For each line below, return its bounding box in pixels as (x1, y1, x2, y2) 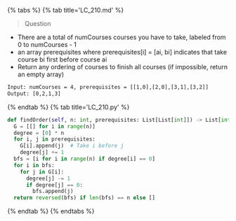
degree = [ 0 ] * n (13, 129, 65, 136)
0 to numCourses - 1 (17, 41, 77, 48)
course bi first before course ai (17, 55, 107, 64)
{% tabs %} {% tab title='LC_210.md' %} (7, 6, 124, 14)
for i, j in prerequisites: (13, 136, 96, 143)
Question (24, 20, 51, 27)
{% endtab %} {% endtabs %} (7, 207, 95, 215)
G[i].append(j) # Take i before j (20, 143, 124, 150)
